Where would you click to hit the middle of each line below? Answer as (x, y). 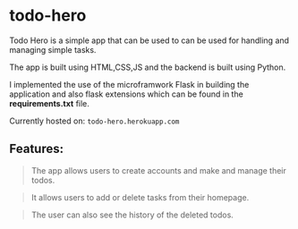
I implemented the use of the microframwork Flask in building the (129, 84)
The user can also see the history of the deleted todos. (132, 215)
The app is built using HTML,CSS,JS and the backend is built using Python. (148, 67)
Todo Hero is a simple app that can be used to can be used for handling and (149, 40)
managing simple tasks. (53, 49)
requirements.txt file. (49, 103)
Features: (37, 149)
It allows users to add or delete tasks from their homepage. (140, 197)
